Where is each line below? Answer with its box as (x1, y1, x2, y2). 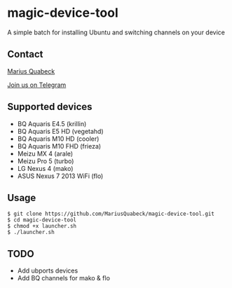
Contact (7, 48, 43, 60)
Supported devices (7, 101, 93, 113)
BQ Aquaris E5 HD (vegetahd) (17, 127, 104, 135)
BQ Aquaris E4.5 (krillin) (17, 119, 87, 128)
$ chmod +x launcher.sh (7, 223, 77, 230)
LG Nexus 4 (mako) (17, 164, 74, 172)
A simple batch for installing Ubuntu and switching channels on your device (7, 28, 226, 36)
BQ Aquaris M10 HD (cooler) (17, 135, 100, 143)
